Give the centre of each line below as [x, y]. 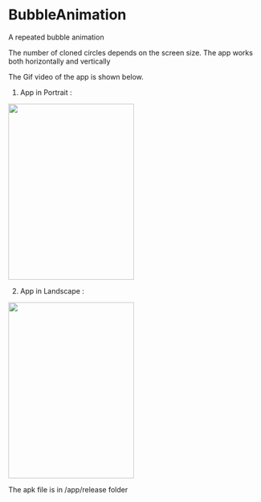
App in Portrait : [46, 92]
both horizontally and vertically [59, 61]
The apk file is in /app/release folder [68, 489]
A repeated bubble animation [56, 37]
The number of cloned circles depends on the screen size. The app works [130, 52]
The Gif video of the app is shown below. [76, 76]
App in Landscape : [52, 290]
